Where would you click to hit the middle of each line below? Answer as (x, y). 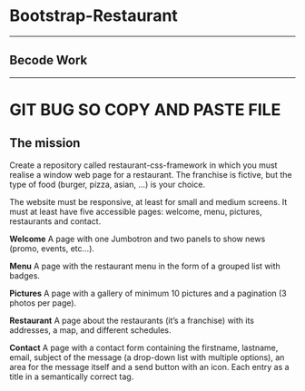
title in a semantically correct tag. (72, 376)
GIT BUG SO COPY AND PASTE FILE (145, 109)
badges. (25, 275)
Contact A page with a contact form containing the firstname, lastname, (144, 347)
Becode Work (49, 60)
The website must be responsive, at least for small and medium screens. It (148, 201)
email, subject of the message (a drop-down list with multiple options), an (147, 357)
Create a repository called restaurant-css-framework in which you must (143, 165)
